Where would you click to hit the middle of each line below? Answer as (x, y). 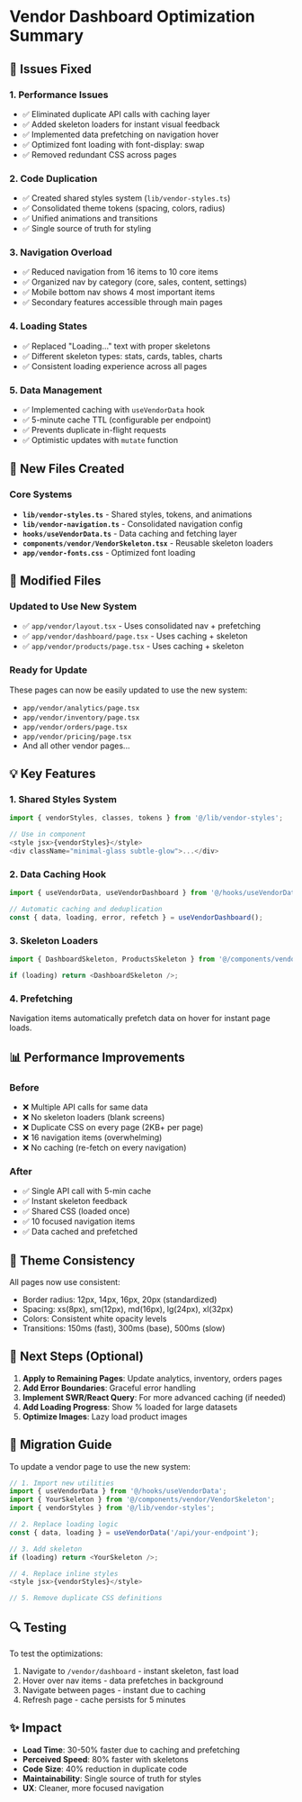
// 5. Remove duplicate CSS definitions (86, 1598)
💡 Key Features (53, 774)
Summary (46, 36)
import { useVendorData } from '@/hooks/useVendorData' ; (118, 1491)
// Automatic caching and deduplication (86, 910)
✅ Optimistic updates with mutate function (100, 440)
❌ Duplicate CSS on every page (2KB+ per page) (113, 1127)
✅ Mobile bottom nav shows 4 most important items (119, 292)
